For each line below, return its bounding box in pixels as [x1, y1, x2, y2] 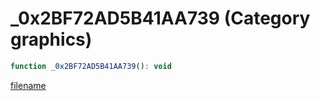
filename [10, 79, 47, 91]
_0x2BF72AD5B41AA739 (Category [10, 7, 311, 30]
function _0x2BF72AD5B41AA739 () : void [10, 61, 172, 71]
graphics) [10, 28, 93, 51]
